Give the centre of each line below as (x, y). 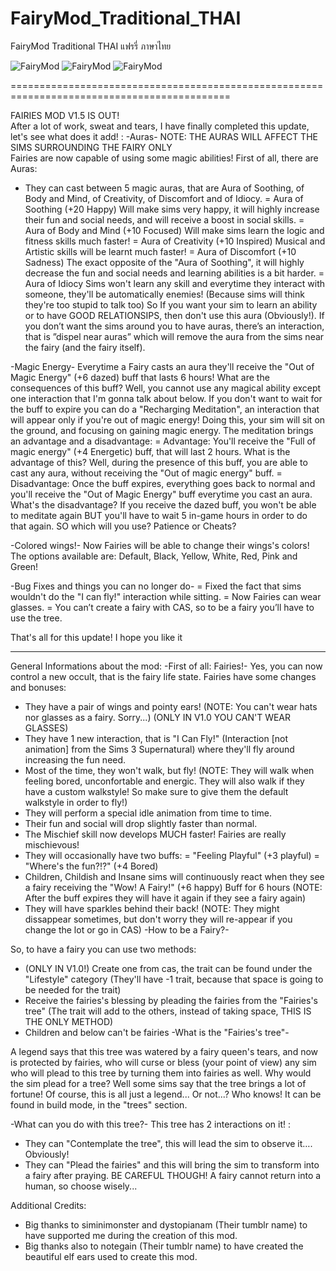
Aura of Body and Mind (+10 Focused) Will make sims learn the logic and (174, 230)
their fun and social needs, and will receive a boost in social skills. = (164, 219)
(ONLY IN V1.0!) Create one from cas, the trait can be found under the (168, 968)
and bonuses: (38, 687)
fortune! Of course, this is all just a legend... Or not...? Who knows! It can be (166, 1094)
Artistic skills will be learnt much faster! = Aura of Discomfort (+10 (160, 251)
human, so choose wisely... (81, 1186)
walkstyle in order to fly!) (76, 802)
